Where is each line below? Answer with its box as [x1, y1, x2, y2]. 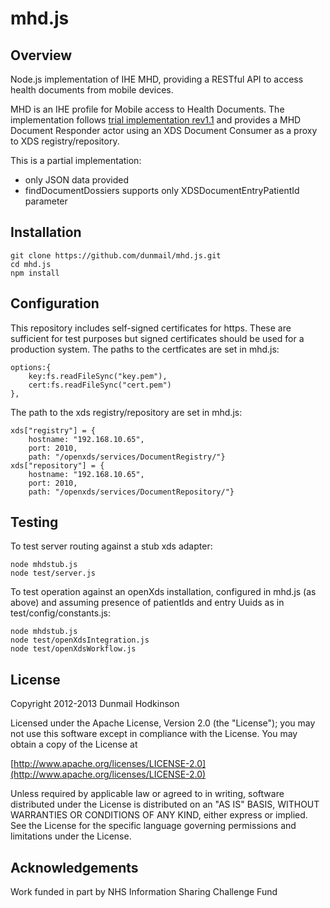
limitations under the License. [10, 830, 132, 842]
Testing [10, 514, 59, 531]
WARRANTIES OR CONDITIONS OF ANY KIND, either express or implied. [10, 809, 308, 821]
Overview [10, 47, 73, 64]
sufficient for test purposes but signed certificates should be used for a [10, 332, 305, 344]
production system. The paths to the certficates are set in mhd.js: [10, 343, 280, 355]
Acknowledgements [10, 859, 139, 876]
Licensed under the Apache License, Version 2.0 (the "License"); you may [10, 717, 316, 729]
